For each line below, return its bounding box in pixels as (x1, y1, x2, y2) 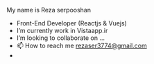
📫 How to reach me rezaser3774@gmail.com (16, 41, 147, 50)
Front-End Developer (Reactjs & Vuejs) (16, 19, 128, 27)
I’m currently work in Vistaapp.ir (16, 27, 108, 34)
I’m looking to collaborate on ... (16, 34, 105, 42)
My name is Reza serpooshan (6, 6, 92, 14)
